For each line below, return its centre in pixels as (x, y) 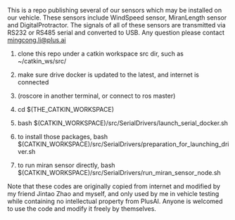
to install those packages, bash (63, 137)
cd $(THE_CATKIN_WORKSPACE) (66, 109)
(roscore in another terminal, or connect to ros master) (96, 96)
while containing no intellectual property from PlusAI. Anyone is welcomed (115, 201)
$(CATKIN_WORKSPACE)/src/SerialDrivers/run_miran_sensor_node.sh (119, 173)
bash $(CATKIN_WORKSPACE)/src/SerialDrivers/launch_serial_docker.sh (123, 123)
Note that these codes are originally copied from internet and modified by (114, 186)
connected (33, 82)
